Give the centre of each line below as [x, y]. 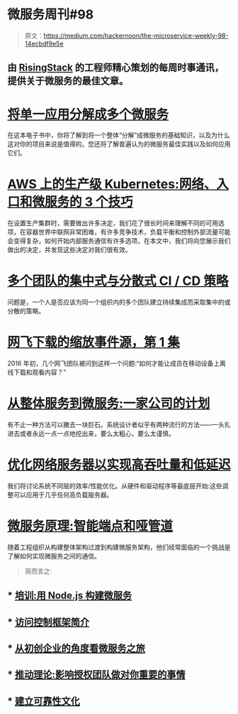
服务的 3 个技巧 [89, 202]
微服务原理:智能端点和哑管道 [90, 526]
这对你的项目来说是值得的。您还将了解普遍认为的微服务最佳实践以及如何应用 [119, 144]
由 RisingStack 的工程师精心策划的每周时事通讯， [116, 68]
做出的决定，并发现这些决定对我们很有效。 [69, 250]
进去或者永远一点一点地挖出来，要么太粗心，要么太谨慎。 [91, 433]
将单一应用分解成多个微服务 [88, 114]
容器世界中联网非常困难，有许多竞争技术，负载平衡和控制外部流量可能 [128, 232]
